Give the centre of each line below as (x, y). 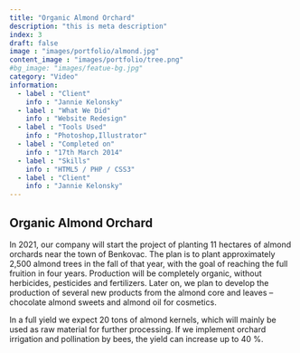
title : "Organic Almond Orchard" (72, 18)
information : (34, 85)
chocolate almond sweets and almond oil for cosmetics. (113, 302)
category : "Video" (44, 77)
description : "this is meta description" (89, 26)
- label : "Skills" (54, 161)
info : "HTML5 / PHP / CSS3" (80, 169)
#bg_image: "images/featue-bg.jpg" (76, 69)
